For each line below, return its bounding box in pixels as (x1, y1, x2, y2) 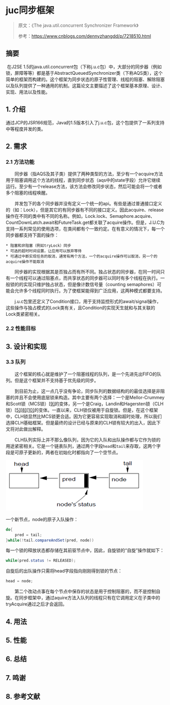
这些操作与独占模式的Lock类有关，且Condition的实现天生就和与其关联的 (6, 305, 155, 311)
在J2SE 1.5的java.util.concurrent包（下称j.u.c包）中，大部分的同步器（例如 (7, 64, 162, 70)
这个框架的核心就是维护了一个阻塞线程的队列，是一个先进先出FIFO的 (14, 371, 157, 377)
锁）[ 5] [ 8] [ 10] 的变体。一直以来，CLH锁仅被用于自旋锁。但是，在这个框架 (6, 407, 158, 413)
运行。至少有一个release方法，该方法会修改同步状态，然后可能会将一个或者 (6, 183, 163, 190)
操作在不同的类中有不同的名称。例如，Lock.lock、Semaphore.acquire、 (6, 213, 155, 219)
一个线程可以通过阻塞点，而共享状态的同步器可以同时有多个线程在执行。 (10, 275, 160, 281)
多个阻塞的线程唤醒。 (6, 190, 50, 196)
